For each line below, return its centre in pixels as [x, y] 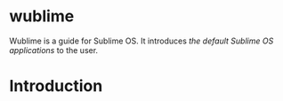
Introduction [56, 86]
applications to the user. [54, 50]
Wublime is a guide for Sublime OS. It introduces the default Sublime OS [141, 41]
